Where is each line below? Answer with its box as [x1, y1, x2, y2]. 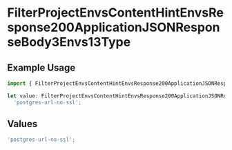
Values [7, 118, 38, 130]
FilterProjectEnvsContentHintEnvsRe [7, 5, 224, 21]
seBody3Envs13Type [7, 35, 131, 50]
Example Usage [7, 62, 76, 73]
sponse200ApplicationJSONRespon [7, 19, 220, 35]
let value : [7, 92, 39, 100]
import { [7, 80, 32, 87]
